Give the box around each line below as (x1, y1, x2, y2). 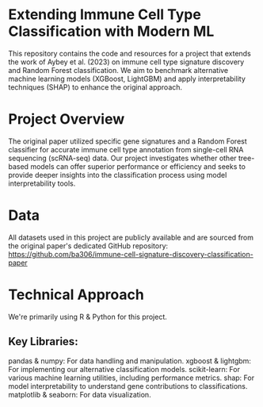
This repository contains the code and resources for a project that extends (8, 48, 251, 58)
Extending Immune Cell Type (8, 6, 202, 24)
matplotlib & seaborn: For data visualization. (8, 390, 152, 399)
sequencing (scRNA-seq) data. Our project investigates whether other (8, 153, 237, 163)
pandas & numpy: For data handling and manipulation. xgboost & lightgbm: (8, 355, 252, 366)
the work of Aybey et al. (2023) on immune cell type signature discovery (8, 57, 245, 67)
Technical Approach (8, 286, 144, 303)
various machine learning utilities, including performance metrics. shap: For (8, 373, 255, 382)
